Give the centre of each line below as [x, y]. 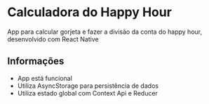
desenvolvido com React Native [53, 39]
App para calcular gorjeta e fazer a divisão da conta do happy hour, [104, 32]
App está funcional [45, 78]
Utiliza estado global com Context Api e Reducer [87, 93]
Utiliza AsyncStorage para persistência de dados [88, 86]
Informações [36, 61]
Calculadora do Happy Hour [89, 12]
